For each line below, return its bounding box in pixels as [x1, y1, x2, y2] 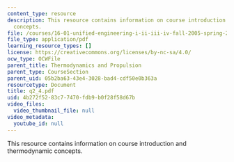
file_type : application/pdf [7, 36, 89, 43]
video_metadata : [7, 113, 54, 120]
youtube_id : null [13, 120, 64, 127]
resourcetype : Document [7, 81, 77, 88]
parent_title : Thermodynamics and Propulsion [7, 62, 141, 69]
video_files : [7, 101, 45, 108]
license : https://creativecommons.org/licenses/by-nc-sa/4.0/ [7, 49, 192, 56]
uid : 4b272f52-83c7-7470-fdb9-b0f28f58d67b [7, 95, 136, 102]
